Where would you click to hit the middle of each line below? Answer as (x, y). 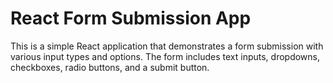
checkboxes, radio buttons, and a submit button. (110, 67)
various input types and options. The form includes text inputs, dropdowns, (165, 56)
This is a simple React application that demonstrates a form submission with (167, 46)
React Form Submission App (131, 18)
